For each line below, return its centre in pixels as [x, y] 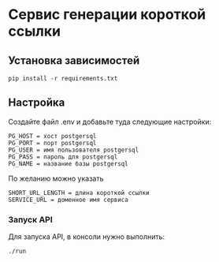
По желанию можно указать [56, 178]
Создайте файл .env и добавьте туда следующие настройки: [110, 122]
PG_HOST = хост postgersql [52, 136]
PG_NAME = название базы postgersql [68, 163]
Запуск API [30, 219]
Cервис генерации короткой [107, 15]
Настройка [37, 103]
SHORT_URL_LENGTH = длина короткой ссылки [79, 193]
